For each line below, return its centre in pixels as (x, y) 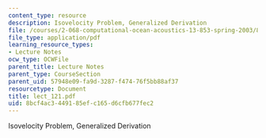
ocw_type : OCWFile (38, 60)
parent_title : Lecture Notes (56, 67)
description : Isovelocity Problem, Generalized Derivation (108, 23)
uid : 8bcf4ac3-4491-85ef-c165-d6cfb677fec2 (81, 103)
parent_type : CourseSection (55, 74)
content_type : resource (47, 15)
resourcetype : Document (47, 89)
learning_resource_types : (51, 45)
